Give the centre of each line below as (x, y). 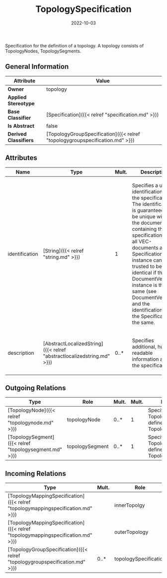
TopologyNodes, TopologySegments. (43, 51)
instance (142, 260)
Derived (17, 134)
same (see (144, 291)
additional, (144, 346)
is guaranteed (148, 210)
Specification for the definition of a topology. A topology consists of (75, 45)
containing (144, 229)
